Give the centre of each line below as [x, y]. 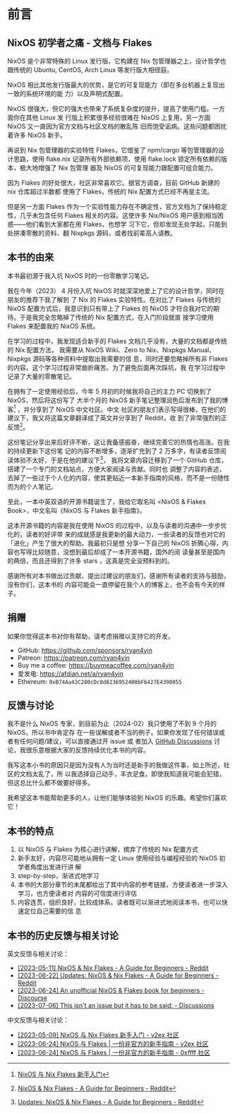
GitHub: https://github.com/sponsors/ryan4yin [85, 650]
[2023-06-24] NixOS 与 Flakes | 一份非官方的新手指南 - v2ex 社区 [113, 1044]
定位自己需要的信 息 [53, 911]
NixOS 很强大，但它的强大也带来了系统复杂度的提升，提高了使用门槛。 [110, 109]
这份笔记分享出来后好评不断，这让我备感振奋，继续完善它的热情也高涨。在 [115, 443]
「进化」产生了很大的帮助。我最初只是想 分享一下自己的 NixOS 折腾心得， [115, 543]
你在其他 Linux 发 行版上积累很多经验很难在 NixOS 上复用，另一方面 [112, 118]
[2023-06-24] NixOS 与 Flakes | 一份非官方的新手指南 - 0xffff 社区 [114, 1053]
